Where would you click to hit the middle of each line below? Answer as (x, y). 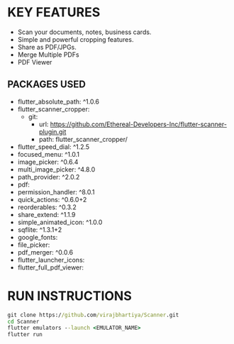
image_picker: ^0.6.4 (48, 162)
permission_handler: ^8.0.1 (56, 192)
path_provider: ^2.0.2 (49, 177)
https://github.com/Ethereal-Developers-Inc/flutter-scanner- (138, 124)
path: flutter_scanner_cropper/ (83, 139)
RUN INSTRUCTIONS (70, 296)
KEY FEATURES (54, 12)
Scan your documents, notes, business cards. (84, 32)
